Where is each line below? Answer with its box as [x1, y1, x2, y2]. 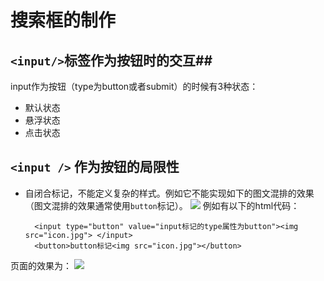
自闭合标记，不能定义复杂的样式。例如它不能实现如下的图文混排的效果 [24, 187, 315, 199]
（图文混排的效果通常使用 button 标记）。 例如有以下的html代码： [24, 199, 300, 211]
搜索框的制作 [10, 9, 117, 32]
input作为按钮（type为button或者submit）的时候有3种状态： [10, 81, 259, 92]
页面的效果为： [10, 259, 72, 271]
